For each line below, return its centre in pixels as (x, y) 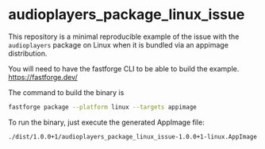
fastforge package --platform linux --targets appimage (102, 107)
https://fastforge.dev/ (43, 77)
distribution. (28, 53)
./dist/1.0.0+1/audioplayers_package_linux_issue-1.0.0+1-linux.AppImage (133, 136)
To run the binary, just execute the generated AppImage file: (106, 122)
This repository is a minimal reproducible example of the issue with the (124, 36)
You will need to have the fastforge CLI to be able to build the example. (124, 68)
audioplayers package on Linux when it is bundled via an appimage (118, 44)
